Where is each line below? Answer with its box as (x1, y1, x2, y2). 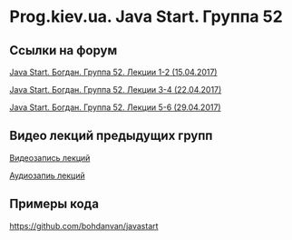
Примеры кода (9, 196, 100, 212)
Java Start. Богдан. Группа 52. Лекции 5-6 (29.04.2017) (9, 102, 221, 113)
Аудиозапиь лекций (9, 170, 85, 181)
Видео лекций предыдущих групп (9, 128, 213, 144)
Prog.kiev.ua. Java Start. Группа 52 (9, 6, 283, 27)
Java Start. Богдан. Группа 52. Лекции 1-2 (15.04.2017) (9, 66, 218, 77)
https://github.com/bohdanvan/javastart (9, 220, 159, 231)
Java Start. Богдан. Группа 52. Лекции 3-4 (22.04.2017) (9, 85, 222, 95)
